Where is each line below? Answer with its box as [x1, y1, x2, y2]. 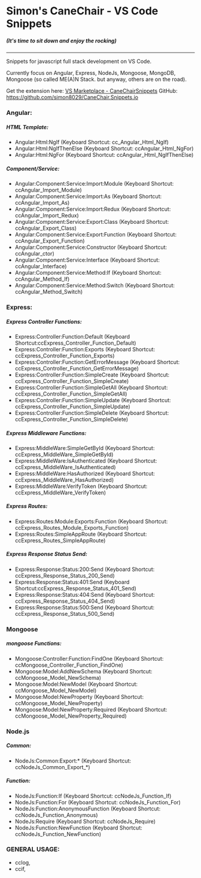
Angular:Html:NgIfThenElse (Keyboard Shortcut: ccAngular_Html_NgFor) [14, 145, 194, 152]
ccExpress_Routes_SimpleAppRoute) [14, 537, 106, 544]
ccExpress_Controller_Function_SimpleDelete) [14, 415, 129, 423]
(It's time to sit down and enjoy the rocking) [6, 37, 117, 44]
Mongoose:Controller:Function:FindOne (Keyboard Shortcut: [14, 655, 164, 662]
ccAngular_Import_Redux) [14, 212, 79, 219]
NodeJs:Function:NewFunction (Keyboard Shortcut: [14, 824, 142, 831]
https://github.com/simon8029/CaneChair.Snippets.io [6, 94, 139, 101]
